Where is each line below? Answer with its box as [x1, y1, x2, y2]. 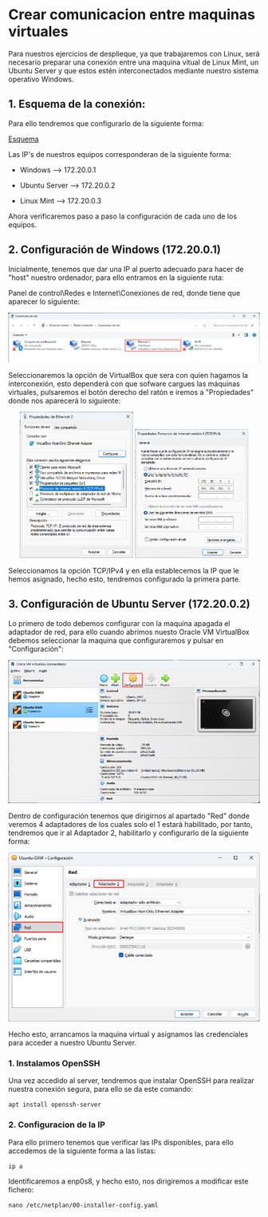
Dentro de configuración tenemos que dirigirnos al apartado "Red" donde [8, 811, 250, 821]
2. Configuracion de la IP [8, 1119, 106, 1130]
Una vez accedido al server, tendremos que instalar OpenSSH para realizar [8, 1076, 255, 1085]
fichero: [8, 1184, 34, 1194]
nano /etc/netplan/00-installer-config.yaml [8, 1201, 159, 1209]
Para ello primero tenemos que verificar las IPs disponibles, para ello [8, 1137, 234, 1147]
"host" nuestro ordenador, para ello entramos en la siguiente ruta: [8, 273, 225, 282]
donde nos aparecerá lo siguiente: [8, 396, 121, 406]
